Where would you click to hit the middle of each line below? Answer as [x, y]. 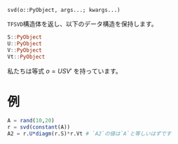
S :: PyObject [25, 37]
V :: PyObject [25, 50]
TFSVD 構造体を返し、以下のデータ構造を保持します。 [82, 24]
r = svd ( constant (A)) [39, 127]
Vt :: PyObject [26, 57]
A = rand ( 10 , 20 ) [31, 121]
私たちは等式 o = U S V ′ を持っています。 [64, 71]
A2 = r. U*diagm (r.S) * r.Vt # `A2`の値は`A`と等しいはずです [89, 134]
